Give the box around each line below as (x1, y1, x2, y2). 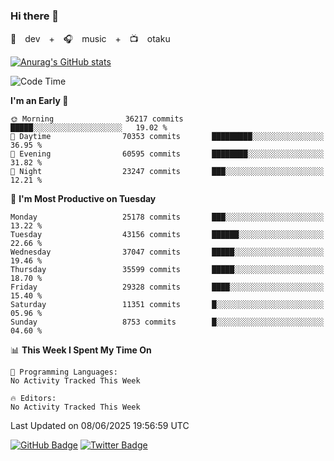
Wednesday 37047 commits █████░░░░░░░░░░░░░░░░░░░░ (10, 247, 325, 258)
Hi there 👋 (10, 9, 60, 23)
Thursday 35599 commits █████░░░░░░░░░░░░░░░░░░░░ (10, 265, 325, 275)
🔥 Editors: (10, 394, 57, 404)
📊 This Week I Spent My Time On (10, 344, 152, 356)
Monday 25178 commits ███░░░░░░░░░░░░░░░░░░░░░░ (10, 212, 325, 223)
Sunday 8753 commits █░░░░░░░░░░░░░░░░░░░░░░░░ (10, 317, 325, 328)
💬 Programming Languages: (10, 367, 118, 378)
